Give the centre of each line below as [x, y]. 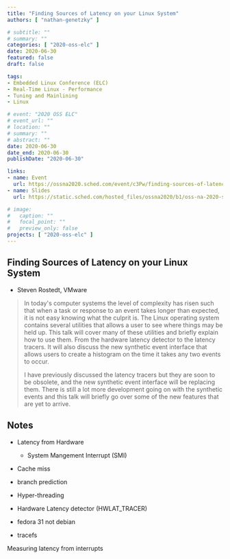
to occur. [36, 361]
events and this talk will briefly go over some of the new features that [121, 396]
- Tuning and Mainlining [42, 96]
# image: [20, 209]
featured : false [30, 58]
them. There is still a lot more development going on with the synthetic [123, 389]
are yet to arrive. [47, 404]
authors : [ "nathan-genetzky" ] [53, 20]
